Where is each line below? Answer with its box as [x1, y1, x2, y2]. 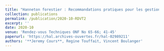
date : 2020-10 [5, 25, 34, 30]
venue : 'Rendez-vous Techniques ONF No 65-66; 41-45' [5, 30, 117, 34]
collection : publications [5, 12, 58, 17]
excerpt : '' [5, 20, 29, 26]
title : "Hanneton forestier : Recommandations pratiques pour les [5, 7, 143, 12]
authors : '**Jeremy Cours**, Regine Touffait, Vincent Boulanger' [5, 39, 143, 44]
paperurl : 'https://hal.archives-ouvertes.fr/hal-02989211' [5, 34, 130, 39]
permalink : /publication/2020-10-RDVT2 [5, 16, 86, 21]
